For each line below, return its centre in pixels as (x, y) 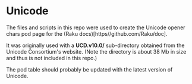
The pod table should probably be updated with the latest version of (89, 69)
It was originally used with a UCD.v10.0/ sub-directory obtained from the (95, 45)
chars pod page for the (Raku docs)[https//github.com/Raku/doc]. (87, 33)
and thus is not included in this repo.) (52, 58)
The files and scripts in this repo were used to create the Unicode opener (96, 27)
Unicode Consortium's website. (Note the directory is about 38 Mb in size (96, 51)
